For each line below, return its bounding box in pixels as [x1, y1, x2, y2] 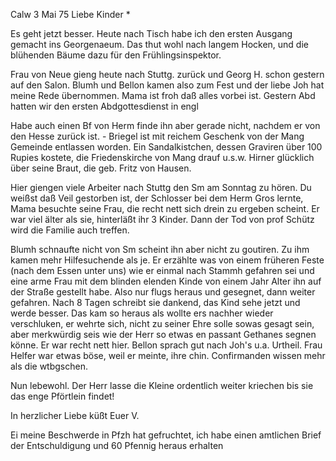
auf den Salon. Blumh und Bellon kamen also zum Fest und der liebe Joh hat [10, 79, 325, 91]
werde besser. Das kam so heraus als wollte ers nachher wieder [10, 307, 274, 319]
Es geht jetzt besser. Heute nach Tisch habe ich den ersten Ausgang [10, 28, 293, 39]
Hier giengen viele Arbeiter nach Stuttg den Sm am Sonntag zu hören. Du [10, 182, 312, 193]
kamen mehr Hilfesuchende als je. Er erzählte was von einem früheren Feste [10, 254, 325, 266]
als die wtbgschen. [10, 360, 88, 372]
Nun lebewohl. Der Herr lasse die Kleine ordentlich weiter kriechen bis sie [10, 380, 314, 391]
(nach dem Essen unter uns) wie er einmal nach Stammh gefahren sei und [10, 265, 315, 276]
